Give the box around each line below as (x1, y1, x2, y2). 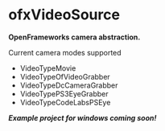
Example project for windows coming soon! (8, 113, 157, 122)
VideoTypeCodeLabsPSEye (19, 97, 111, 107)
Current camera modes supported (8, 47, 122, 57)
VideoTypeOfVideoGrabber (19, 72, 110, 81)
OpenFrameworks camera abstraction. (8, 32, 141, 42)
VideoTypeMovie (19, 63, 76, 73)
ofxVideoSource (8, 6, 121, 24)
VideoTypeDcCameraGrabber (19, 80, 118, 90)
